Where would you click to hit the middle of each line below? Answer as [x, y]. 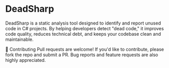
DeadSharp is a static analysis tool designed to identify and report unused [83, 23]
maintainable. [19, 39]
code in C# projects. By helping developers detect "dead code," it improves [85, 28]
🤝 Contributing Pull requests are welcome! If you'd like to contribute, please [85, 49]
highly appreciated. [26, 60]
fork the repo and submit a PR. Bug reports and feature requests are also [82, 55]
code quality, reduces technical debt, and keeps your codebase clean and [83, 34]
